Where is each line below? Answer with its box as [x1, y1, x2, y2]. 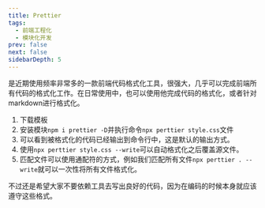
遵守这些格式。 [8, 191, 57, 200]
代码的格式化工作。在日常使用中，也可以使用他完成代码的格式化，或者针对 [14, 88, 257, 97]
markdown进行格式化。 [8, 98, 84, 108]
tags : [8, 19, 26, 27]
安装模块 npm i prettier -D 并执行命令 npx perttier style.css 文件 [19, 124, 234, 134]
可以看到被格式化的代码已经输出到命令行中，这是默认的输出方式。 [19, 134, 234, 144]
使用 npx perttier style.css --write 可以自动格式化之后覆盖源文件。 [19, 144, 244, 154]
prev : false [8, 41, 47, 49]
